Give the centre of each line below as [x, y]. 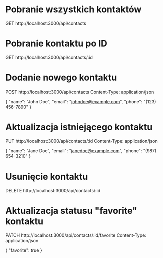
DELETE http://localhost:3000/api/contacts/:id [53, 190]
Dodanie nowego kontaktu [61, 78]
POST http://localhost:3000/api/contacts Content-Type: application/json [80, 92]
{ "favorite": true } [24, 250]
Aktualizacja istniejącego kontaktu [79, 127]
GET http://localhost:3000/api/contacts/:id [49, 57]
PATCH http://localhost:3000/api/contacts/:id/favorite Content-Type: [76, 235]
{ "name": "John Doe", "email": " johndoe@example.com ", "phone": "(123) [81, 101]
